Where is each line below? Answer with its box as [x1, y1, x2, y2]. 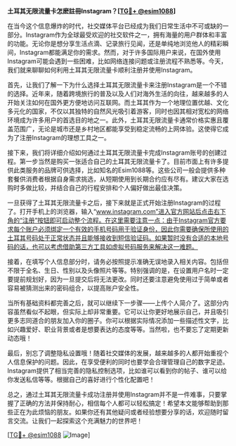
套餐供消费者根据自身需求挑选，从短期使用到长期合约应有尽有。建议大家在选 [7, 175, 229, 183]
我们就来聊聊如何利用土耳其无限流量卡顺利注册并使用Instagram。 [7, 66, 197, 74]
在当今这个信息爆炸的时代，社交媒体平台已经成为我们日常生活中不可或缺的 [7, 22, 223, 30]
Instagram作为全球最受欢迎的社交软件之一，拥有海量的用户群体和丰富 [25, 31, 227, 39]
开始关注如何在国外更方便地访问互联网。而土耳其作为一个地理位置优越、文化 [7, 98, 229, 106]
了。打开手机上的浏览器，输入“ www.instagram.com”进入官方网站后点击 [7, 208, 214, 215]
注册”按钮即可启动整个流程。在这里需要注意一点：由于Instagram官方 [22, 216, 221, 224]
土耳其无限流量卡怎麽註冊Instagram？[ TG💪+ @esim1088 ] [7, 7, 176, 15]
